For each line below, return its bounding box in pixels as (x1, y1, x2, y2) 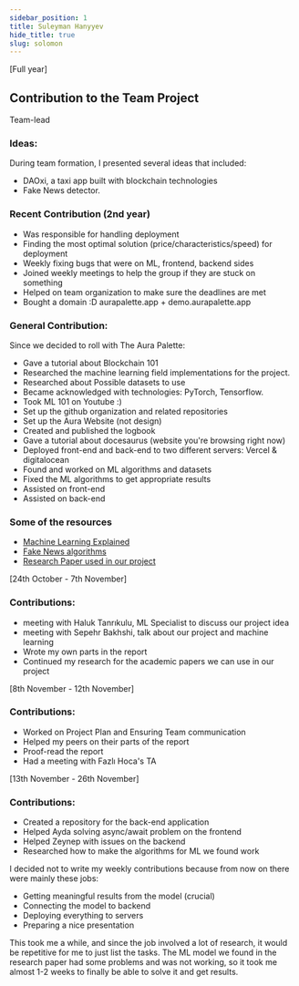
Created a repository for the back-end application (22, 817, 210, 827)
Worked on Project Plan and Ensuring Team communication (22, 726, 246, 737)
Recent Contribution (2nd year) (9, 208, 150, 221)
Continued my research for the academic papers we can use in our (22, 655, 274, 666)
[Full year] (9, 64, 48, 75)
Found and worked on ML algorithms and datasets (22, 464, 212, 475)
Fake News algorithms (22, 546, 107, 557)
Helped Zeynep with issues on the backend (22, 836, 186, 847)
